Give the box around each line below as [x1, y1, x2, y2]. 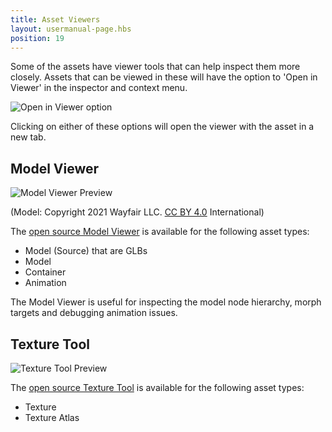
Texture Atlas [24, 412, 80, 423]
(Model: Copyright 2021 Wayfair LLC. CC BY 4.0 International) [10, 206, 265, 218]
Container [24, 266, 67, 278]
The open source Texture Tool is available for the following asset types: [10, 382, 305, 393]
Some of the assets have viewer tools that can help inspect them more [10, 61, 301, 73]
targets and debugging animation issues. [10, 307, 178, 319]
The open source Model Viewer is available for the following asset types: [10, 226, 310, 238]
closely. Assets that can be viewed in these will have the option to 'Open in [10, 71, 318, 83]
